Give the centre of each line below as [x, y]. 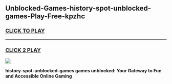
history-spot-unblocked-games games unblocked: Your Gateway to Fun [84, 70]
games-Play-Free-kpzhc [45, 17]
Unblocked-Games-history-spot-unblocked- [78, 8]
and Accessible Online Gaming [39, 76]
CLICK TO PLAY [25, 31]
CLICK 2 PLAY [23, 50]
